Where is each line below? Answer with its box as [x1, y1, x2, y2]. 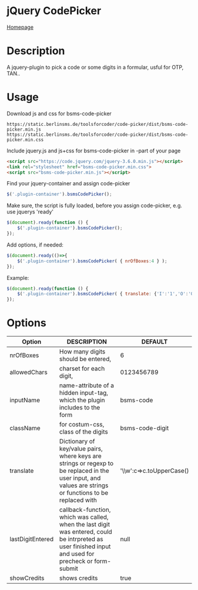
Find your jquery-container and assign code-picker [6, 180, 130, 187]
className [9, 424, 41, 432]
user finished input [59, 542, 111, 551]
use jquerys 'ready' [6, 208, 53, 215]
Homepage [6, 24, 34, 31]
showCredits [9, 574, 45, 582]
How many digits [59, 348, 106, 356]
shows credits [59, 574, 98, 582]
